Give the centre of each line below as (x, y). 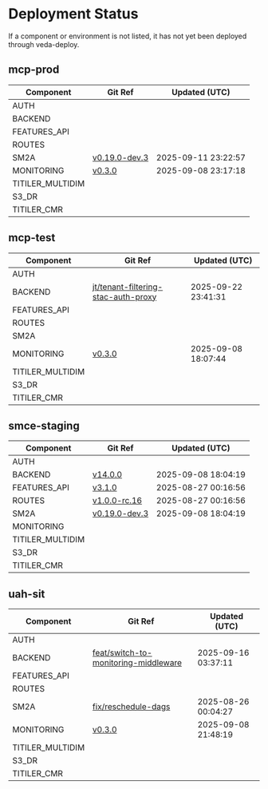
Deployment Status (73, 14)
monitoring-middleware (137, 663)
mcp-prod (34, 70)
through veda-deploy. (44, 44)
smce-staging (44, 425)
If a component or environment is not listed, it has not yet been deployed (128, 36)
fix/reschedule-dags (131, 707)
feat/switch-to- (122, 653)
